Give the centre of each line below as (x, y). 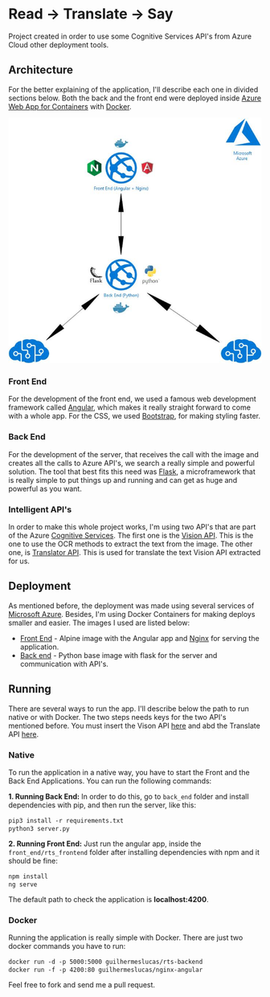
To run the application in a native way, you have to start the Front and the (129, 772)
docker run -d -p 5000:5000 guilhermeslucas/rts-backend (106, 962)
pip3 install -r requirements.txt (66, 820)
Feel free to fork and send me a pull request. (82, 985)
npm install (28, 876)
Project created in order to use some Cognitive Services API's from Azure (130, 36)
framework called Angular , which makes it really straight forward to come (130, 407)
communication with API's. (64, 664)
